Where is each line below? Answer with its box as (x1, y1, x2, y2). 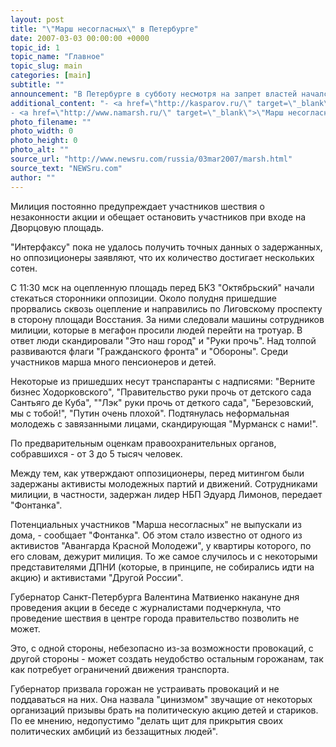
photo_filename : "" (10, 117, 92, 127)
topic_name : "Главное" (10, 52, 105, 62)
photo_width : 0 (10, 126, 74, 136)
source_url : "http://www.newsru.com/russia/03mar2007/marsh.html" (10, 154, 293, 164)
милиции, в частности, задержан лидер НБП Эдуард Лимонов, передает (10, 488, 323, 500)
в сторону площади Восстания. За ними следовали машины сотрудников (10, 313, 325, 325)
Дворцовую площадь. (10, 221, 105, 233)
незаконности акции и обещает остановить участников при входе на (10, 211, 307, 223)
